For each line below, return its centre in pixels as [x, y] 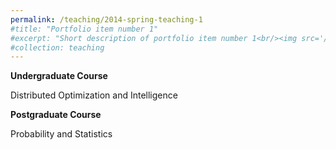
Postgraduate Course [56, 115]
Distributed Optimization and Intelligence [94, 95]
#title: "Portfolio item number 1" [84, 29]
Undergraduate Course [59, 76]
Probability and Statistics [61, 134]
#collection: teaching [57, 47]
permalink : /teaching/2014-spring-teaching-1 [106, 19]
